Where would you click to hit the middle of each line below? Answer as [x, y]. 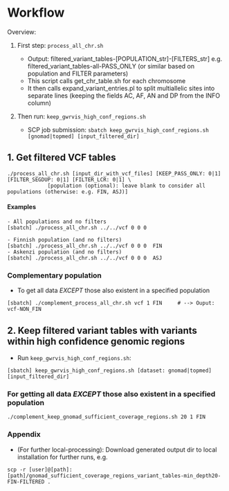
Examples [22, 207]
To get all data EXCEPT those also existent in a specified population [113, 291]
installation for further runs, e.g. [63, 457]
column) [39, 102]
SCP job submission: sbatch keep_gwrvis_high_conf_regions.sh [118, 130]
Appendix [24, 434]
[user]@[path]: [51, 470]
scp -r [17, 470]
